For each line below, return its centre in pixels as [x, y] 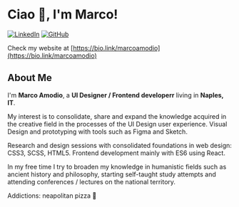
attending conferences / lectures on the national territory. [92, 181]
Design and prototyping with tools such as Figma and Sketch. [97, 132]
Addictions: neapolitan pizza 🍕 [52, 196]
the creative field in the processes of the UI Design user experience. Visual [117, 124]
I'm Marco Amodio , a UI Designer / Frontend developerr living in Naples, [116, 95]
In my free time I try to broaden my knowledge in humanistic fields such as [117, 166]
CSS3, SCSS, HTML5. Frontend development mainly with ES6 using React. [117, 153]
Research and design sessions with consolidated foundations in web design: [119, 145]
